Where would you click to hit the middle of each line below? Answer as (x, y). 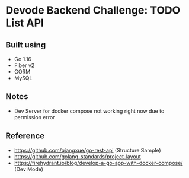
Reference (25, 136)
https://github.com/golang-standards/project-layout (78, 156)
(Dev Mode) (29, 169)
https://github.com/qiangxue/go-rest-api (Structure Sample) (87, 150)
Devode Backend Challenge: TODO (93, 10)
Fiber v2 (24, 65)
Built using (26, 45)
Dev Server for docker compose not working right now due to (89, 111)
